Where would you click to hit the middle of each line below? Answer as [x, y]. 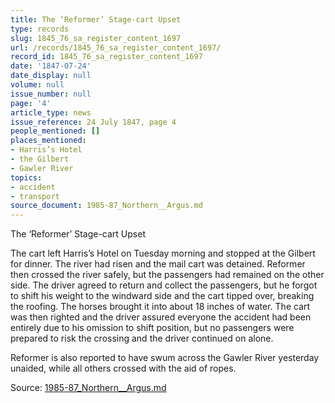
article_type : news [51, 112]
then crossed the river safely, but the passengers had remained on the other [167, 275]
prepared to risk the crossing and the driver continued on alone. [142, 338]
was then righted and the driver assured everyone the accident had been [161, 317]
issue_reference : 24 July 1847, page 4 [93, 122]
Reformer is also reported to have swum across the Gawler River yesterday [165, 358]
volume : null [37, 85]
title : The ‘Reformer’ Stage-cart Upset [96, 19]
